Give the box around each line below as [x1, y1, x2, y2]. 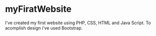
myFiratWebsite [5, 3, 72, 15]
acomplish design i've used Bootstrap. [5, 25, 83, 31]
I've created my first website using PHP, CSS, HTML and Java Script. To [5, 20, 151, 26]
